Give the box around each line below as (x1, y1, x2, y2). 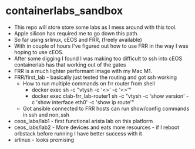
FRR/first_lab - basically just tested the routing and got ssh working (14, 74, 177, 81)
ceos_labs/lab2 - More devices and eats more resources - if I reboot (14, 124, 180, 131)
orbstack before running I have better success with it (14, 130, 142, 137)
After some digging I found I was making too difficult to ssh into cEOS (14, 55, 183, 62)
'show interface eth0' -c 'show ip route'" (36, 98, 135, 105)
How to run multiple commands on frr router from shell (22, 80, 155, 87)
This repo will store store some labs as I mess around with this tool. (14, 24, 177, 31)
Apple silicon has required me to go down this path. (14, 29, 139, 37)
